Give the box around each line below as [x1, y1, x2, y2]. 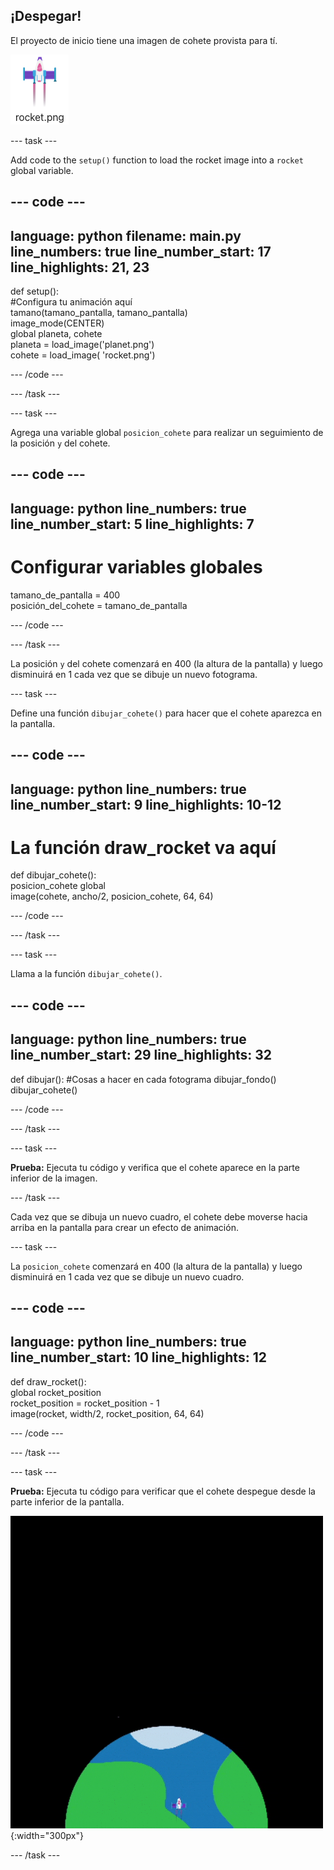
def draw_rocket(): [10, 1375, 87, 1388]
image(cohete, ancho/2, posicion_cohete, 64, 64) [10, 890, 214, 903]
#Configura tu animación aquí [10, 296, 133, 308]
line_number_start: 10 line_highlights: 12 [10, 1349, 267, 1366]
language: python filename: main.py [10, 227, 242, 244]
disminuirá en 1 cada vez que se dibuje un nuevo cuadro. [10, 1270, 245, 1283]
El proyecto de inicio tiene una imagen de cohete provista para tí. [10, 34, 278, 46]
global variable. [10, 164, 74, 176]
